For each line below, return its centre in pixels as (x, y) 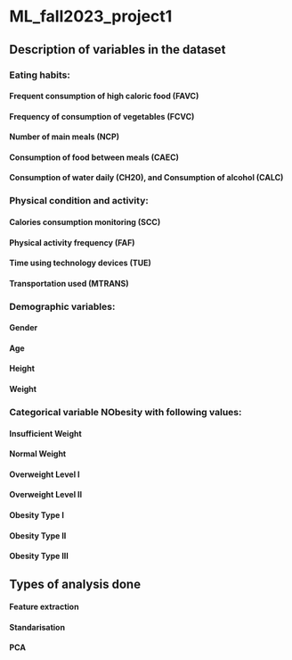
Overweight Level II (46, 495)
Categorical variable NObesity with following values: (126, 412)
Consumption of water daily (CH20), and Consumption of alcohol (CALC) (146, 178)
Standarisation (37, 627)
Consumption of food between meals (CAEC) (94, 157)
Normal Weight (38, 454)
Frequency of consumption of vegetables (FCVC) (102, 116)
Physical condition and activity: (79, 201)
